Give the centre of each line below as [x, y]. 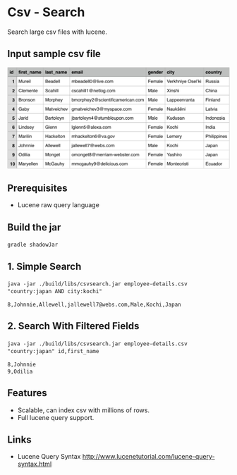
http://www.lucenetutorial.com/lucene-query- [148, 457]
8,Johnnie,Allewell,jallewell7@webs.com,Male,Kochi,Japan [94, 305]
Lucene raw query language [59, 205]
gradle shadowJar [33, 245]
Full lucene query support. [56, 417]
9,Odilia [20, 371]
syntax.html [35, 464]
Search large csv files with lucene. [57, 32]
